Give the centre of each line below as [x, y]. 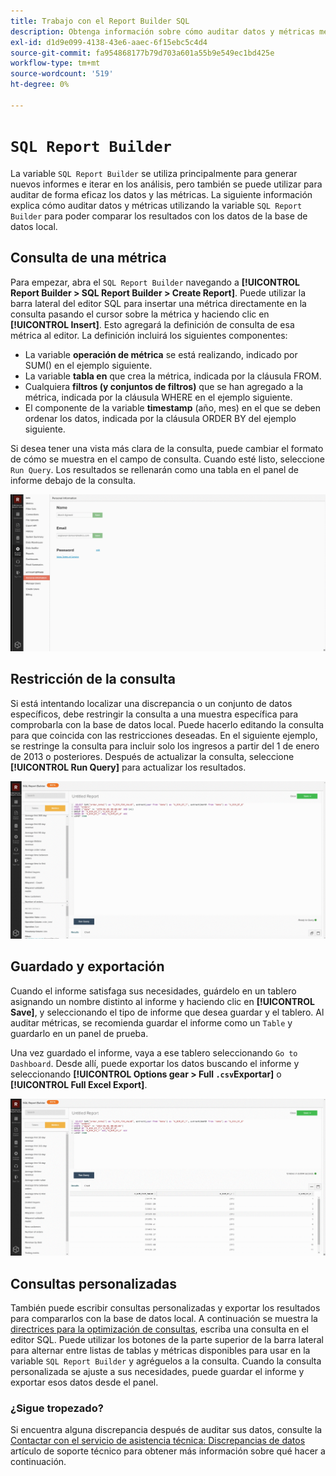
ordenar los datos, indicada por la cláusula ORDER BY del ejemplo [160, 418]
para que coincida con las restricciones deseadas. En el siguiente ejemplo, [164, 735]
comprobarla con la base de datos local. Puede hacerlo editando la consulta [167, 724]
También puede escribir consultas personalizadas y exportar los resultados [165, 1308]
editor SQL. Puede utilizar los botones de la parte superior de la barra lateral [167, 1340]
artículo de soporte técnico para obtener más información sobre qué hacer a [168, 1451]
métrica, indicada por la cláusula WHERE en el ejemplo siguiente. [158, 397]
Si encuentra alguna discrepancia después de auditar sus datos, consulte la [166, 1430]
